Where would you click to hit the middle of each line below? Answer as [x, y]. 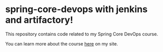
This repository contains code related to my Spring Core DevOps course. [82, 34]
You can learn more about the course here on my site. [62, 43]
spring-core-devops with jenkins [76, 9]
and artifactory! [39, 20]
